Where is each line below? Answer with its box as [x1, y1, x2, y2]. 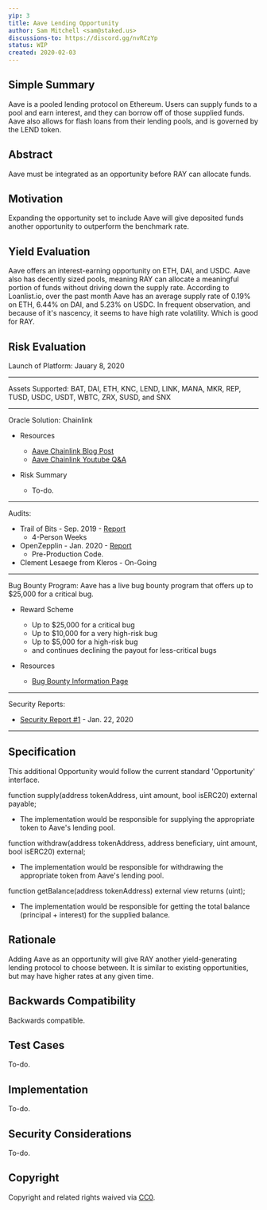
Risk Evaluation [8, 340, 87, 353]
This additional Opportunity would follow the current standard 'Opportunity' [8, 766, 256, 776]
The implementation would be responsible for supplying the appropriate [19, 814, 255, 823]
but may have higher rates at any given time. [8, 971, 154, 980]
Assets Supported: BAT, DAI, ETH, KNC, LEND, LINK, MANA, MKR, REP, [8, 384, 242, 394]
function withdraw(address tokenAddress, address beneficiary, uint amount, [8, 838, 258, 847]
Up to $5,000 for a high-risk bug [31, 637, 138, 646]
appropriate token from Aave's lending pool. [19, 870, 164, 880]
